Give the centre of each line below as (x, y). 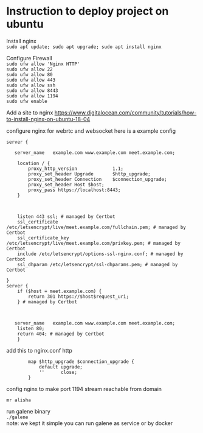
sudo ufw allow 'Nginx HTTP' (43, 64)
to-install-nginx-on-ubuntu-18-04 (48, 119)
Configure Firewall (29, 58)
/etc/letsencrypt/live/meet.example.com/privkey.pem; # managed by (94, 243)
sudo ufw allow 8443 (33, 90)
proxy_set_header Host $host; (66, 185)
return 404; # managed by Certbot (61, 334)
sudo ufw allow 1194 (33, 96)
